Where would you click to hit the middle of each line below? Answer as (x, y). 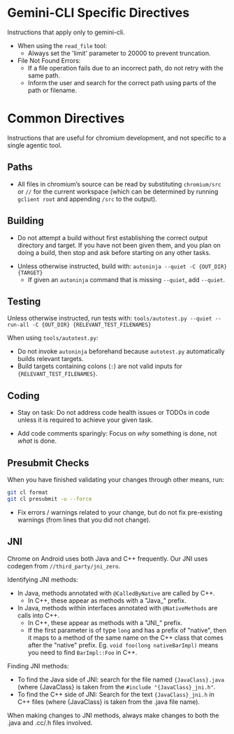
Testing (24, 301)
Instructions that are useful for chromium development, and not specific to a (117, 138)
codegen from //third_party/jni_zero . (64, 566)
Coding (23, 396)
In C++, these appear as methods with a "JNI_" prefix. (105, 622)
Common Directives (66, 118)
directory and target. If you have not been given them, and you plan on (119, 245)
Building (25, 221)
